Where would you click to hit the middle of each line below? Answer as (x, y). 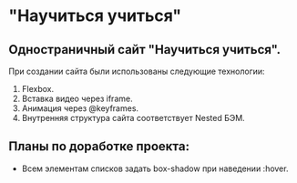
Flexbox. (38, 89)
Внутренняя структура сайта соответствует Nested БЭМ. (133, 118)
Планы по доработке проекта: (99, 147)
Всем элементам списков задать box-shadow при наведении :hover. (155, 168)
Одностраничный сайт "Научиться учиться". (145, 50)
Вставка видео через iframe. (77, 98)
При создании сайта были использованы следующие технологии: (137, 71)
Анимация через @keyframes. (80, 108)
